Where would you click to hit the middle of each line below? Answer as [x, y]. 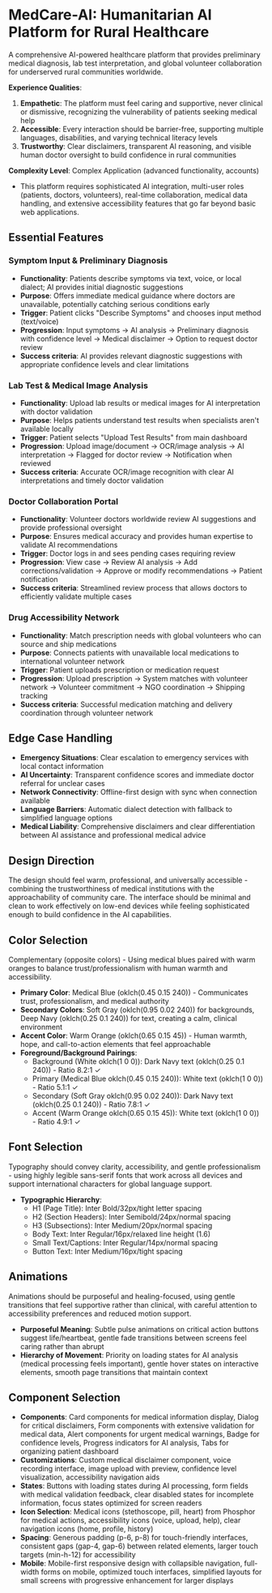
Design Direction [51, 861]
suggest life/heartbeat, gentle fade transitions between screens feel [133, 1338]
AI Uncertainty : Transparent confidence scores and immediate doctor [137, 775]
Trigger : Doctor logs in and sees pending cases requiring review [128, 553]
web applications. [49, 211]
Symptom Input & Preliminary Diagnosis [88, 261]
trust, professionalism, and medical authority [95, 1001]
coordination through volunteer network [87, 713]
